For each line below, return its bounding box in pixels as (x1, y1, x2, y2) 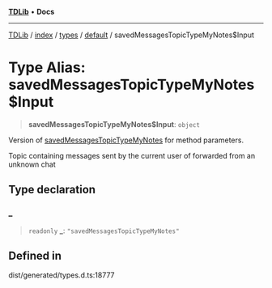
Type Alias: (8, 58, 87, 77)
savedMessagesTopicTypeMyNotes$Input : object (28, 119, 201, 129)
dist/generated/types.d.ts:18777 (8, 270, 115, 280)
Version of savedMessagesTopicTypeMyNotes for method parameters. (8, 135, 244, 145)
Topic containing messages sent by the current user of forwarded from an (8, 150, 256, 160)
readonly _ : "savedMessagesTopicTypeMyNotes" (28, 226, 180, 235)
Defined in (8, 249, 62, 263)
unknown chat (8, 159, 57, 169)
